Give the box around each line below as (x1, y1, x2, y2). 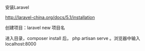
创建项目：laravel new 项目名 (5, 24, 65, 30)
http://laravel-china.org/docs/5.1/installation (5, 14, 95, 20)
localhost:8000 (5, 41, 36, 46)
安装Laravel (5, 4, 29, 10)
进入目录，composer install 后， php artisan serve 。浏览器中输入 (5, 35, 140, 41)
